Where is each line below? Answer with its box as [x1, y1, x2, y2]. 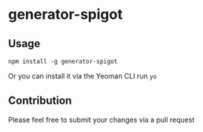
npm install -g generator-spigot [8, 57, 118, 65]
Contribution [8, 94, 72, 108]
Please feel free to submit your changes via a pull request [8, 115, 195, 124]
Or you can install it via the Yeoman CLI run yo [8, 71, 157, 80]
